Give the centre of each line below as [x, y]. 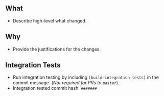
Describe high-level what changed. [50, 20]
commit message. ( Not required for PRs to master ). [66, 83]
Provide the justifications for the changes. [57, 49]
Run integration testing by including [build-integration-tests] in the [86, 77]
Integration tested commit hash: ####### [55, 88]
